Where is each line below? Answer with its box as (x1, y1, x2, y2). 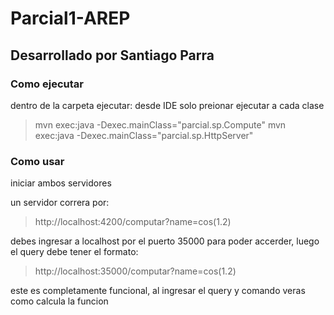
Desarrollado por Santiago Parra (10, 47, 215, 64)
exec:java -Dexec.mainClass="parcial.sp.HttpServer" (34, 129, 254, 141)
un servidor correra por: (10, 197, 110, 209)
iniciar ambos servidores (10, 177, 112, 189)
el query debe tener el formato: (10, 246, 139, 258)
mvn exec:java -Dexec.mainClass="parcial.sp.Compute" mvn (34, 118, 287, 131)
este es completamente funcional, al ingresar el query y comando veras (10, 285, 306, 297)
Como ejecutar (10, 77, 84, 91)
